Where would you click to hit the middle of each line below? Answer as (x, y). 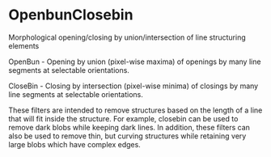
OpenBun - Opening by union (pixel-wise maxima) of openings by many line (135, 62)
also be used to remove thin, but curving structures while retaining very (127, 136)
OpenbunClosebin (71, 15)
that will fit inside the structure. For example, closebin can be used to (123, 118)
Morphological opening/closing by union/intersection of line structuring (127, 37)
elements (24, 45)
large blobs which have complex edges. (75, 144)
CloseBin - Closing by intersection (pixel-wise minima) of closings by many (133, 86)
